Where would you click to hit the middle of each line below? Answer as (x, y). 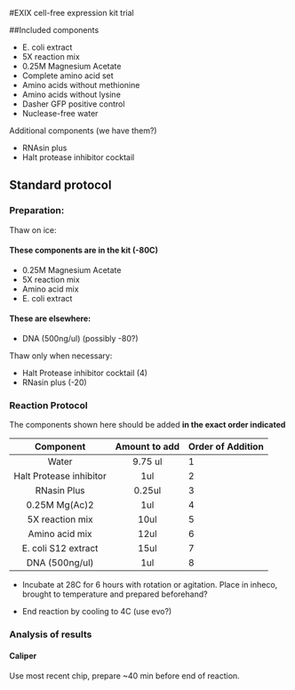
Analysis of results (51, 635)
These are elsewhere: (50, 318)
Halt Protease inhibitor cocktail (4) (85, 373)
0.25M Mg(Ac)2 (60, 505)
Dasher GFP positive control (73, 104)
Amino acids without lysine (72, 94)
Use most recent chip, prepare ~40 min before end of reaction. (124, 676)
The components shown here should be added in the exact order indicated (147, 425)
